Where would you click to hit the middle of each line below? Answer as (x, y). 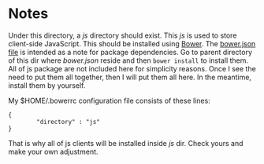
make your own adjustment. (53, 151)
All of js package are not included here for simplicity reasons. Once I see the (132, 68)
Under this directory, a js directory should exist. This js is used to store (123, 35)
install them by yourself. (47, 85)
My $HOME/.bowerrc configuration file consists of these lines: (109, 100)
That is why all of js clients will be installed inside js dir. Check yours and (126, 143)
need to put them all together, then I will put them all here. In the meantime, (130, 77)
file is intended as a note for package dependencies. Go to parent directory (130, 52)
